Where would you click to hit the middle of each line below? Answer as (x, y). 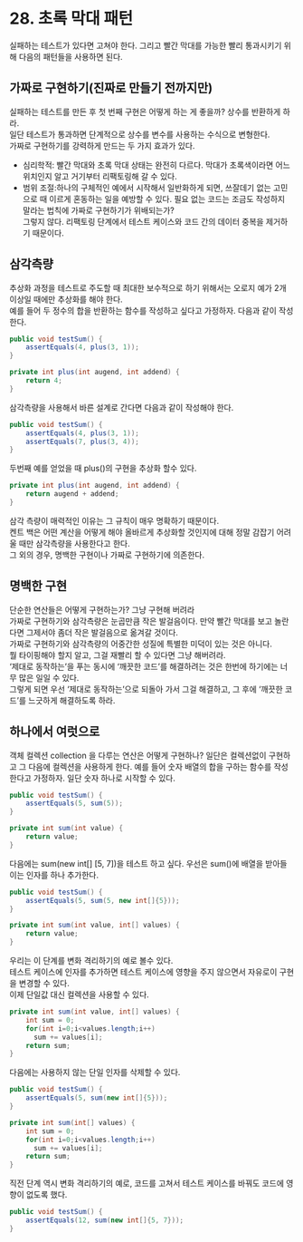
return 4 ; (44, 381)
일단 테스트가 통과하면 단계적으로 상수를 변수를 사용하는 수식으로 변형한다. (140, 134)
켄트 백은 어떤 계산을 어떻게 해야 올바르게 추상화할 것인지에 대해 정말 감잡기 (142, 532)
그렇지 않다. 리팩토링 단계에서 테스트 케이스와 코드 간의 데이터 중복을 (143, 221)
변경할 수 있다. (44, 984)
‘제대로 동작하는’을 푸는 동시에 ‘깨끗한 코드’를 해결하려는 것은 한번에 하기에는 (144, 666)
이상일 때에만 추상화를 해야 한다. (66, 299)
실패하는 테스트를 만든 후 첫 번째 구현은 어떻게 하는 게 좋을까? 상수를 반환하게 (145, 112)
